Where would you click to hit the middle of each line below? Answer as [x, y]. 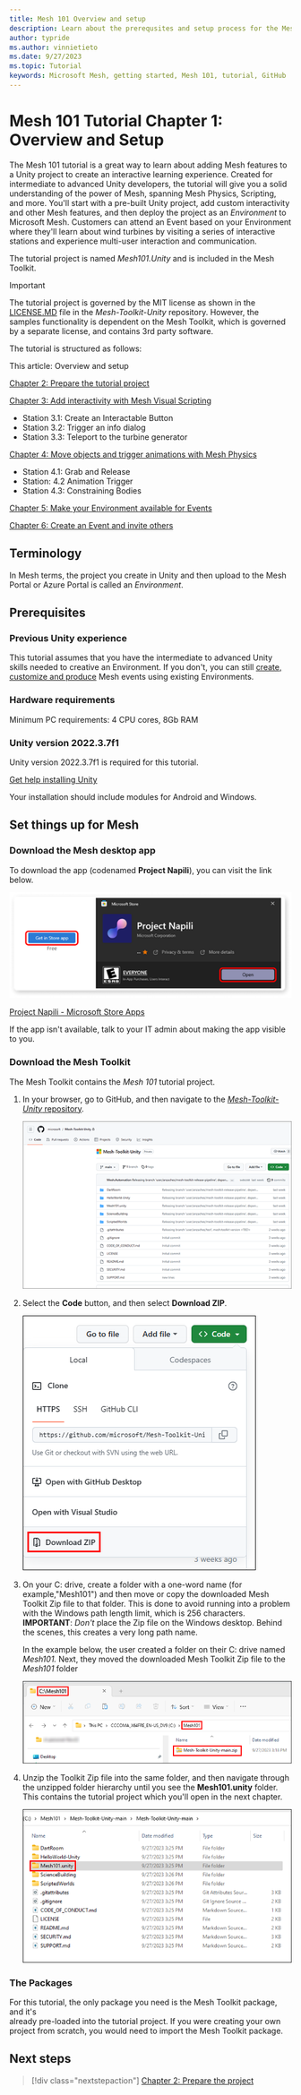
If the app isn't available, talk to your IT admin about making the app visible [148, 1029]
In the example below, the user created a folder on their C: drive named [154, 1649]
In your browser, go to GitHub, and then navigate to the [124, 1099]
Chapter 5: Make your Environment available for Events [111, 508]
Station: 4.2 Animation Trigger [77, 481]
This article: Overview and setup [69, 365]
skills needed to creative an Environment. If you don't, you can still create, [146, 667]
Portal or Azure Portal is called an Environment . [96, 584]
